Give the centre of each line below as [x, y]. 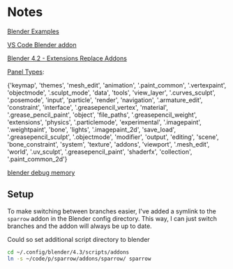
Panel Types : [26, 72]
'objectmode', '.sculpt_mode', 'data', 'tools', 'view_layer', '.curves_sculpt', [112, 92]
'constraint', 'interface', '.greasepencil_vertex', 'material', [88, 107]
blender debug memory [41, 172]
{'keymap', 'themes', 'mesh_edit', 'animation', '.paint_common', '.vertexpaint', [117, 85]
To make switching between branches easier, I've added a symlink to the [112, 211]
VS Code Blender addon [42, 44]
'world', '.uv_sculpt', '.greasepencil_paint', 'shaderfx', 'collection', [100, 152]
